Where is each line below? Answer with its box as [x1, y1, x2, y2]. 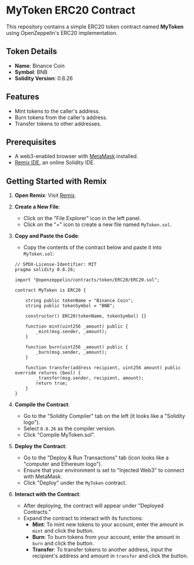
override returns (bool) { [14, 370, 81, 376]
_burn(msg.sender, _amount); [36, 350, 108, 355]
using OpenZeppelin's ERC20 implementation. [6, 29, 118, 36]
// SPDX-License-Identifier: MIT [14, 262, 97, 267]
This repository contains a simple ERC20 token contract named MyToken [6, 23, 184, 30]
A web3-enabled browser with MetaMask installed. [14, 153, 138, 160]
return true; [36, 380, 68, 387]
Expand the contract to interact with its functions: [23, 515, 143, 522]
